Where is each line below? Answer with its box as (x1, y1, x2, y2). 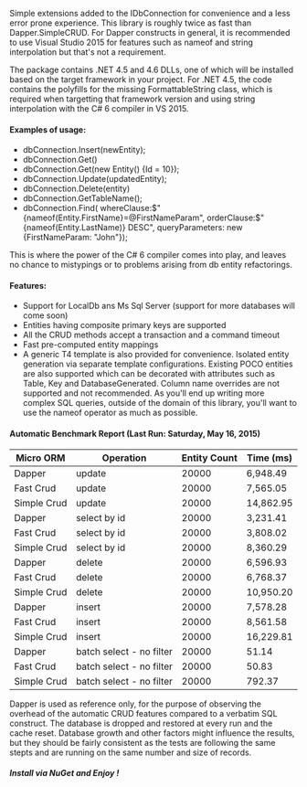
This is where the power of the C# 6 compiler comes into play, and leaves (9, 250, 287, 261)
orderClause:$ (206, 212, 261, 223)
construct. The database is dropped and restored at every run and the (9, 718, 273, 729)
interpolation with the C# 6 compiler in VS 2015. (9, 103, 189, 113)
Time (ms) (246, 452, 293, 464)
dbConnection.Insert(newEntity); (22, 144, 146, 155)
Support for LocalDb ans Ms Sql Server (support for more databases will (22, 301, 295, 312)
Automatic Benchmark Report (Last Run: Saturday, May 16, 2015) (9, 429, 260, 439)
